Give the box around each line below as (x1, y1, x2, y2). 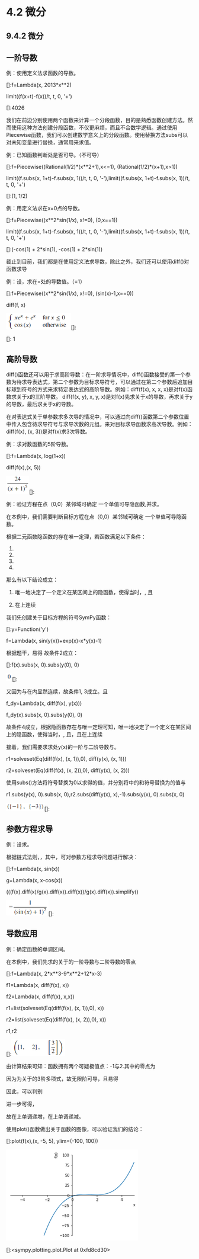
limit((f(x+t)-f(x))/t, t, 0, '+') (6, 93, 72, 100)
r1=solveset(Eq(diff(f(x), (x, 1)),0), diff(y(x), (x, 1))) (6, 755, 127, 763)
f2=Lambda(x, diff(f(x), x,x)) (6, 993, 75, 1000)
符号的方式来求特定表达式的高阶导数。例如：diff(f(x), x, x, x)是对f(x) (21, 386, 188, 393)
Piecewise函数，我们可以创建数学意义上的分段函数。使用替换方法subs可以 (6, 132, 188, 139)
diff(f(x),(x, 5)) (6, 464, 41, 471)
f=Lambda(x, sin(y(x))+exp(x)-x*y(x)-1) (6, 637, 102, 645)
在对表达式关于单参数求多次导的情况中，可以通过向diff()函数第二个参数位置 (6, 413, 190, 421)
